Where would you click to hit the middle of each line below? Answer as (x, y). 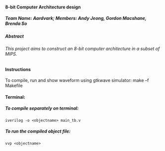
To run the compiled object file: (38, 131)
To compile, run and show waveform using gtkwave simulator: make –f (77, 80)
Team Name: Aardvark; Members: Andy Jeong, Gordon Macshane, (76, 18)
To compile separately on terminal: (42, 108)
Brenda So (16, 24)
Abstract (14, 36)
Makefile (14, 86)
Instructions (18, 69)
